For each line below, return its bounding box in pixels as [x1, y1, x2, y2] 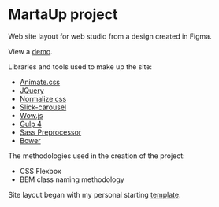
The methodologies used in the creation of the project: [8, 151, 185, 161]
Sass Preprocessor [19, 128, 82, 137]
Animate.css [19, 77, 61, 87]
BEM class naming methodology [19, 175, 124, 184]
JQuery [19, 85, 45, 95]
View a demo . [8, 46, 53, 56]
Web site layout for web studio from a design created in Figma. [8, 31, 212, 41]
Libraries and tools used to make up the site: [8, 61, 152, 72]
